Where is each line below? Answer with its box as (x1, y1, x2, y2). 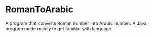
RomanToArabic (5, 4, 74, 15)
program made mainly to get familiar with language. (5, 25, 113, 31)
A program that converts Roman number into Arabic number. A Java (5, 20, 147, 26)
